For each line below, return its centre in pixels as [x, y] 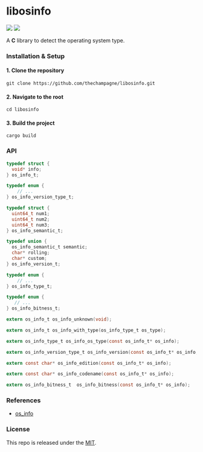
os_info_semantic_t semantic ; [50, 247]
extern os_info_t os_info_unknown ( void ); [59, 319]
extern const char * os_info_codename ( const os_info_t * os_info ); [90, 374]
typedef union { [27, 241]
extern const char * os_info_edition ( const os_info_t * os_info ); [89, 363]
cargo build [21, 136]
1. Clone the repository [35, 70]
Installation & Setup [36, 56]
